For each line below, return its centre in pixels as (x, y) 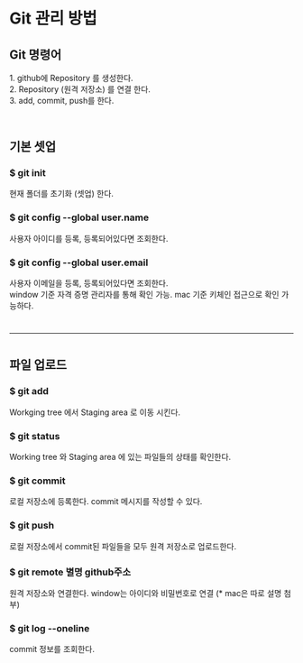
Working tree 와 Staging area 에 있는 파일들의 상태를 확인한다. (120, 457)
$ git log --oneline (50, 628)
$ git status (35, 436)
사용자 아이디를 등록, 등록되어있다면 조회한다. (89, 238)
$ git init (28, 173)
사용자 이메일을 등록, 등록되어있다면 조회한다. (89, 283)
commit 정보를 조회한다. (52, 649)
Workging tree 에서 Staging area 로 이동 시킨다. (95, 412)
